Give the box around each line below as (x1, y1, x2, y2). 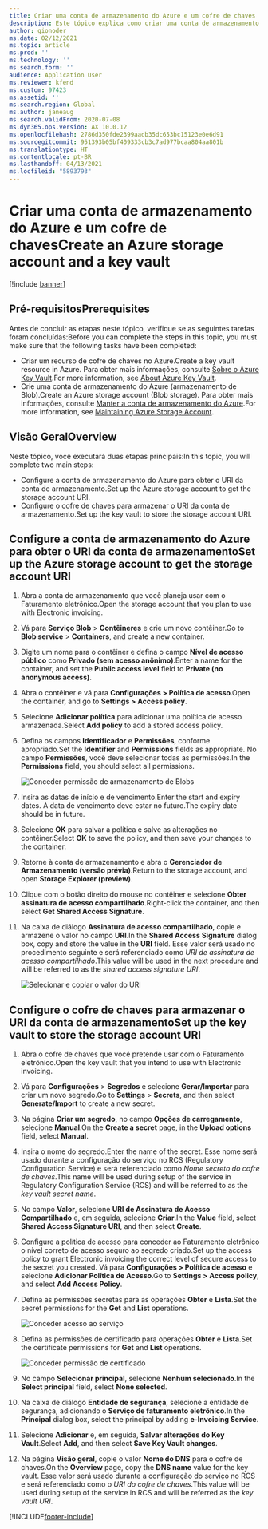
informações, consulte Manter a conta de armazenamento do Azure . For (20, 398, 256, 408)
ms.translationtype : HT (9, 145, 89, 153)
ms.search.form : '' (9, 64, 74, 72)
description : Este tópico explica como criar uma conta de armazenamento (9, 19, 260, 27)
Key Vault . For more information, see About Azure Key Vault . (20, 373, 217, 382)
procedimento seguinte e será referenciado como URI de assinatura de (20, 948, 254, 957)
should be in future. (20, 810, 85, 819)
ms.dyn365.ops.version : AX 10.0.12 (9, 123, 128, 131)
